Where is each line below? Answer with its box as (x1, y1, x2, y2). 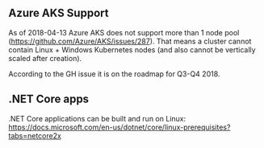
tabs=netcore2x (8, 130, 62, 140)
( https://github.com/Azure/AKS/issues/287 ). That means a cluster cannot (8, 36, 252, 46)
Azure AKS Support (8, 6, 109, 20)
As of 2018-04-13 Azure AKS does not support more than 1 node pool (8, 27, 240, 37)
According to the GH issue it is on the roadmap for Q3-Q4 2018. (8, 68, 220, 79)
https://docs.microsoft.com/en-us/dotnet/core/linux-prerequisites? (8, 122, 231, 132)
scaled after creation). (8, 53, 82, 63)
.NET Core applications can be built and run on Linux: (8, 113, 186, 123)
